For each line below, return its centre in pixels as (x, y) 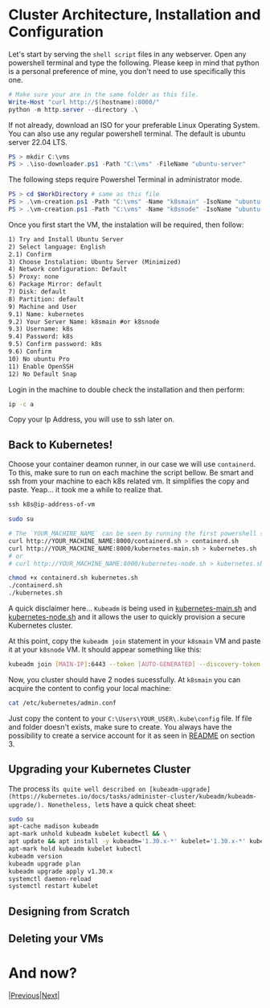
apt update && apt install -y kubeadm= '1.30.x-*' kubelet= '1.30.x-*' (127, 841)
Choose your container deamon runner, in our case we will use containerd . (132, 464)
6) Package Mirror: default (55, 284)
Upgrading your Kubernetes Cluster (100, 769)
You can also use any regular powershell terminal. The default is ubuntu (127, 134)
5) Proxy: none (34, 277)
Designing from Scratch (69, 911)
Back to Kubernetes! (61, 444)
